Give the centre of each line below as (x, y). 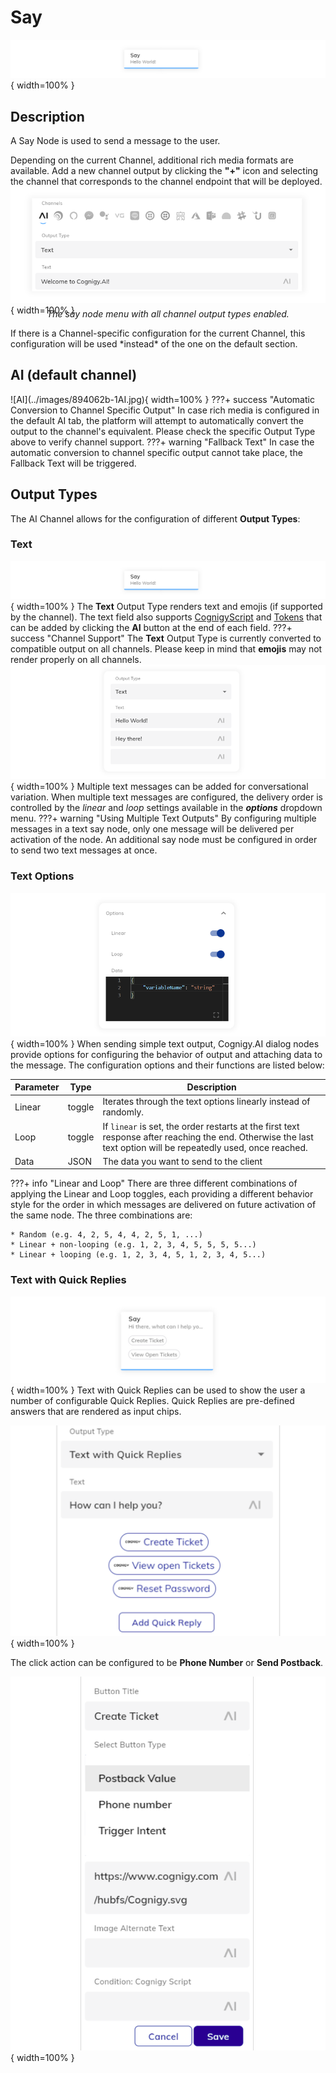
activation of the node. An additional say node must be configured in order (164, 840)
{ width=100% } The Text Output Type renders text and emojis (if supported (166, 607)
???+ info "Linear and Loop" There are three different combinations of (154, 1183)
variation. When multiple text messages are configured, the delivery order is (166, 797)
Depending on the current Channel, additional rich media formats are (152, 160)
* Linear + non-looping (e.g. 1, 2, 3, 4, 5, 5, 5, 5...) (133, 1245)
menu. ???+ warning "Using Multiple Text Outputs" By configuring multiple (163, 818)
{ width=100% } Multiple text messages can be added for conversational (159, 787)
